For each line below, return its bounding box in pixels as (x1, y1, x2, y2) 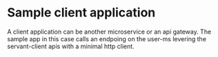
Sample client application (7, 5, 156, 21)
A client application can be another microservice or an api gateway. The (7, 27, 212, 36)
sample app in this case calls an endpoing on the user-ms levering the (7, 34, 207, 43)
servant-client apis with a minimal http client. (7, 42, 135, 50)
